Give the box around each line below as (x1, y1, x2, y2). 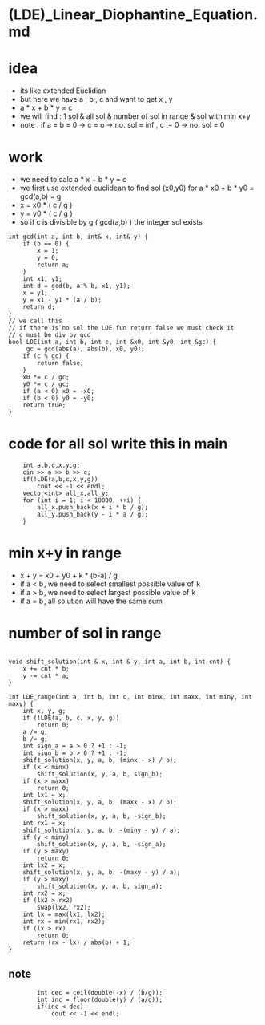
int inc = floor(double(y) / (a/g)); (37, 995, 163, 1003)
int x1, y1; (22, 275, 62, 283)
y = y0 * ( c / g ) (19, 209, 73, 218)
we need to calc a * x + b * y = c (19, 175, 127, 184)
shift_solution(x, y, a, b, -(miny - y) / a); (22, 826, 181, 834)
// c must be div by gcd (8, 331, 91, 339)
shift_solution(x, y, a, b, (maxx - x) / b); (22, 798, 178, 806)
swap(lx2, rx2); (37, 903, 91, 911)
